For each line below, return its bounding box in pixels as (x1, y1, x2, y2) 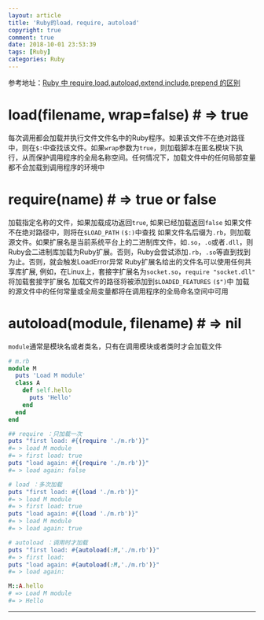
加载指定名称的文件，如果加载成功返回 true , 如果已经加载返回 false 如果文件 (8, 217, 253, 227)
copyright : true (8, 26, 61, 34)
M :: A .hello (8, 582, 44, 590)
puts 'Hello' (28, 394, 72, 402)
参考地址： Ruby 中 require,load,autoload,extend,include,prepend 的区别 (8, 78, 241, 87)
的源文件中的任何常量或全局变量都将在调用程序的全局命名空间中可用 (8, 286, 229, 296)
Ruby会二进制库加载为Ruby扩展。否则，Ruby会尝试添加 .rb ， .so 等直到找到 (8, 247, 251, 256)
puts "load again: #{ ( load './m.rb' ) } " (8, 510, 139, 518)
